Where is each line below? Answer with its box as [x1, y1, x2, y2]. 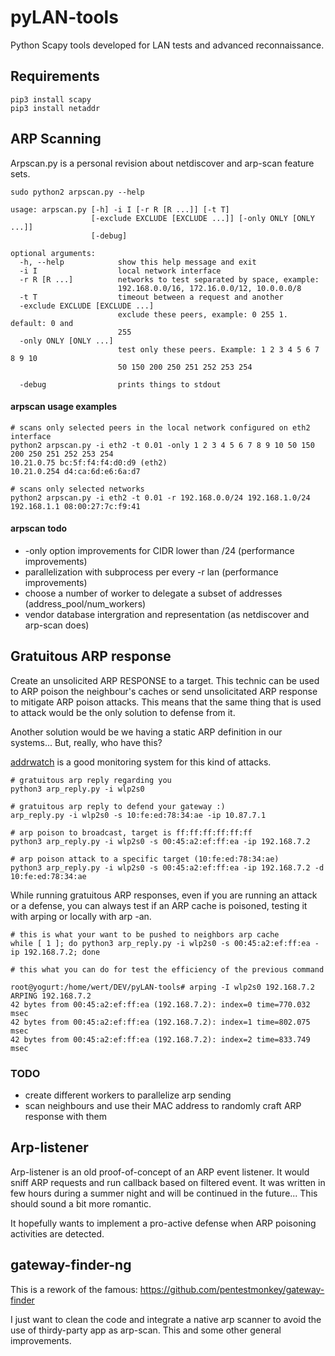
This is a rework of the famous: [10, 1283, 138, 1295]
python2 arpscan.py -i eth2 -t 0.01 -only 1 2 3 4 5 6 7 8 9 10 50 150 [10, 440, 315, 450]
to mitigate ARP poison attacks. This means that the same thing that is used [10, 696, 322, 708]
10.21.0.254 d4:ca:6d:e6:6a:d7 [10, 466, 141, 476]
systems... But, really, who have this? [10, 736, 163, 748]
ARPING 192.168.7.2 [10, 991, 92, 1001]
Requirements [10, 68, 100, 85]
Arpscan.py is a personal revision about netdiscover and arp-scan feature [10, 157, 315, 169]
